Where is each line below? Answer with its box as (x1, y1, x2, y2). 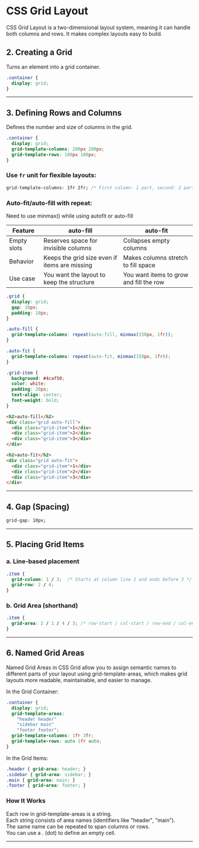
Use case (9, 275, 36, 283)
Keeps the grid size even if (43, 254, 117, 262)
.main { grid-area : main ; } (6, 777, 76, 783)
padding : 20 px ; (11, 387, 49, 392)
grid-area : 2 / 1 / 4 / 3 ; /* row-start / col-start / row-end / (11, 620, 176, 627)
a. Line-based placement (6, 557, 80, 566)
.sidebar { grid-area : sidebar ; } (6, 771, 92, 777)
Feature (12, 227, 35, 235)
